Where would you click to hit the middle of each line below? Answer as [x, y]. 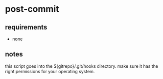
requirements [26, 27]
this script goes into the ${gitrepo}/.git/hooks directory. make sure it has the [81, 66]
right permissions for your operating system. [50, 71]
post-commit [32, 9]
